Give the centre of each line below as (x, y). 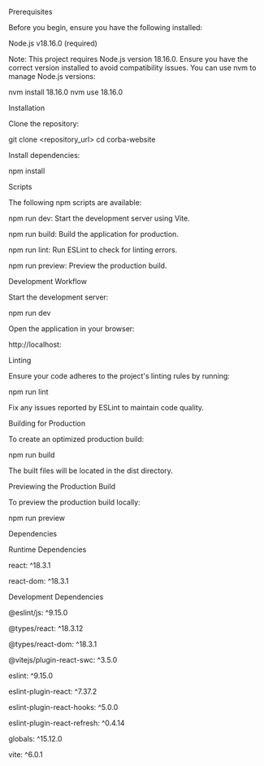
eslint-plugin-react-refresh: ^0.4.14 (67, 723)
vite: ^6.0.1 (26, 755)
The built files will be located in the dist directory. (91, 471)
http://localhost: (35, 344)
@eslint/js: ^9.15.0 (38, 613)
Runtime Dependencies (48, 549)
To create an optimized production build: (76, 439)
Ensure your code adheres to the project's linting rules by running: (119, 376)
